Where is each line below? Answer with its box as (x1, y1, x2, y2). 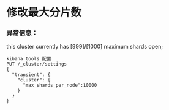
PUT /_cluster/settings (6, 61, 67, 67)
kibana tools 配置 (6, 56, 51, 62)
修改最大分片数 (6, 5, 82, 19)
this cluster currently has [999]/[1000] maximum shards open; (6, 43, 163, 50)
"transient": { (12, 72, 51, 78)
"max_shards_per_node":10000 (22, 83, 97, 89)
